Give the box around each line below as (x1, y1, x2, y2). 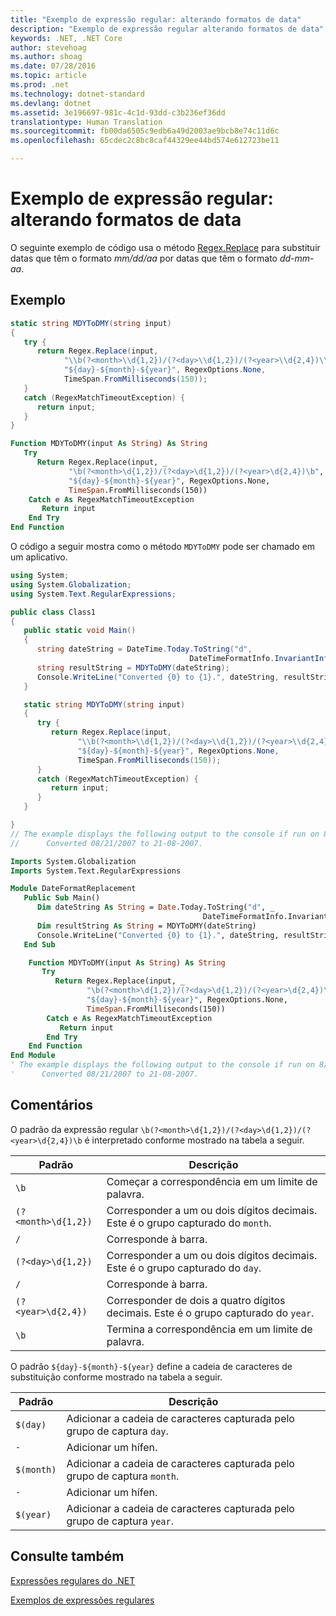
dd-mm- (279, 252, 315, 264)
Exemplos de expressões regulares (10, 1594, 155, 1606)
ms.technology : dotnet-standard (10, 89, 145, 99)
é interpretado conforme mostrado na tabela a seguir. (84, 1134, 305, 1146)
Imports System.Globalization (10, 856, 137, 866)
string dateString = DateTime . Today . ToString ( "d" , (36, 644, 253, 655)
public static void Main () (23, 626, 137, 636)
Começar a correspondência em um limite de (106, 1174, 318, 1188)
